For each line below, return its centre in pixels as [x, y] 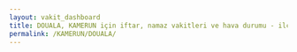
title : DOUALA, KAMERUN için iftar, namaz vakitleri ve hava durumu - [142, 26]
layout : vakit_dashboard [55, 17]
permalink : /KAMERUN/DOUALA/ [63, 33]
